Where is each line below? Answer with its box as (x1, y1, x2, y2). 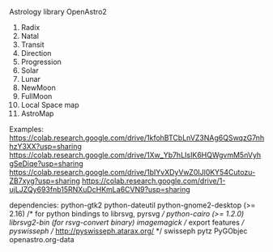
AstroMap (20, 109, 54, 118)
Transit (20, 40, 45, 49)
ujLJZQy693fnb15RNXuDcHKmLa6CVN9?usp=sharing (9, 185, 191, 194)
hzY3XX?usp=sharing (9, 142, 82, 151)
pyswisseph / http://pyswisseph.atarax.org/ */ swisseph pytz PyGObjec (9, 226, 248, 236)
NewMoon (20, 83, 56, 92)
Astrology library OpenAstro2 (9, 7, 108, 16)
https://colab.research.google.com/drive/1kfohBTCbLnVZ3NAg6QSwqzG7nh (9, 133, 265, 143)
